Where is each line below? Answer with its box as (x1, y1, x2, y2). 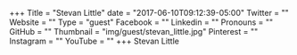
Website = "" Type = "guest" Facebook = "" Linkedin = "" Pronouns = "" (9, 17, 274, 27)
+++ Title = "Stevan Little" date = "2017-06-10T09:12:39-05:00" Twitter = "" (9, 8, 290, 18)
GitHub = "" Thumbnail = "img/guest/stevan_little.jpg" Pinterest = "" (9, 27, 259, 36)
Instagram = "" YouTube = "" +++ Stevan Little (9, 35, 180, 46)
